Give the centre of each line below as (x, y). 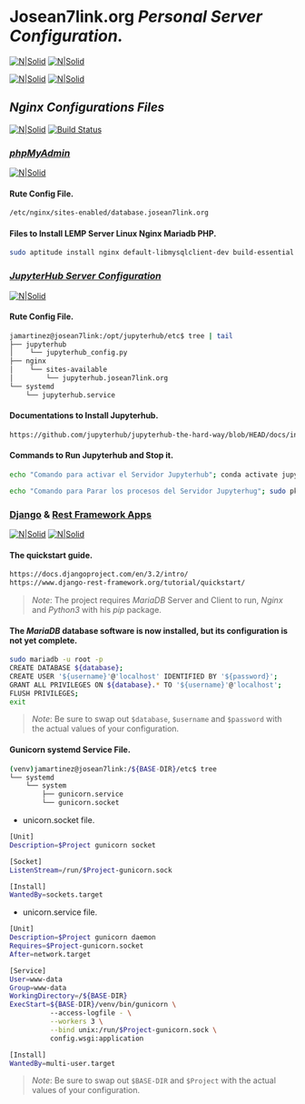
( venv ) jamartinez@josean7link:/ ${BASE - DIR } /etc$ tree (113, 769)
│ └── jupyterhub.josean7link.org (89, 378)
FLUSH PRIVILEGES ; (44, 693)
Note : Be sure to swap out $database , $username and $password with (157, 719)
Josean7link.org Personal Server (136, 17)
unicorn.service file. (60, 912)
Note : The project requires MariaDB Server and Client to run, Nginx (157, 600)
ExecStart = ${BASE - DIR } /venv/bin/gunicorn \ (93, 1005)
